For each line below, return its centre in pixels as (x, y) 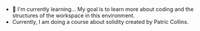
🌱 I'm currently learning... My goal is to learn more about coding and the (103, 9)
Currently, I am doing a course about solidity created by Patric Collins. (100, 22)
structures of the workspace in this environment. (73, 15)
